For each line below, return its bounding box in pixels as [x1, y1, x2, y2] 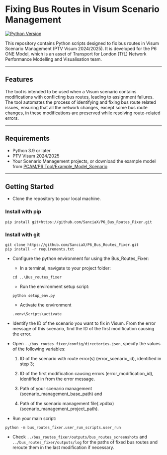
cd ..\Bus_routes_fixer [12, 274, 62, 280]
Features [5, 75, 33, 84]
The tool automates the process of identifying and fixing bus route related [5, 99, 157, 105]
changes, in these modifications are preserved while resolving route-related [5, 110, 161, 116]
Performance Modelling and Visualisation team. [5, 56, 102, 62]
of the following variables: [12, 346, 66, 352]
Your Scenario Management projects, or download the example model [12, 158, 156, 164]
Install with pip [5, 208, 41, 215]
